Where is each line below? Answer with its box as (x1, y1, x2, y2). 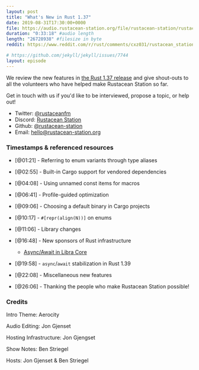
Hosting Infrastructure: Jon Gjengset (6, 334, 96, 341)
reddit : (6, 42, 25, 48)
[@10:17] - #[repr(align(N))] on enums (14, 214, 112, 221)
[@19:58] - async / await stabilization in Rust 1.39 (14, 260, 131, 267)
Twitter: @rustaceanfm (14, 110, 71, 117)
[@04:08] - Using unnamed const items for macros (14, 179, 140, 186)
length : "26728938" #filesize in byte (6, 36, 102, 42)
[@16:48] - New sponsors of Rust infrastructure (14, 237, 131, 244)
